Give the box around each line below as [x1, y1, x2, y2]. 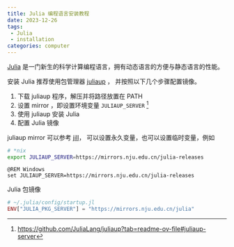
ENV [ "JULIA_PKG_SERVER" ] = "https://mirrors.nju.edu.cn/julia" [7, 206, 195, 213]
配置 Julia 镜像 [17, 118, 59, 127]
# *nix [7, 147, 26, 154]
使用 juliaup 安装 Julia [17, 109, 80, 118]
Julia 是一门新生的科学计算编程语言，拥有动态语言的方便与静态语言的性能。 [7, 63, 224, 70]
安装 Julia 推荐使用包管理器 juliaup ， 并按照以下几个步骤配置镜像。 [7, 77, 201, 86]
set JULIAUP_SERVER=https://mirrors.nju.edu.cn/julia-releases [7, 172, 195, 180]
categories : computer [7, 42, 70, 49]
